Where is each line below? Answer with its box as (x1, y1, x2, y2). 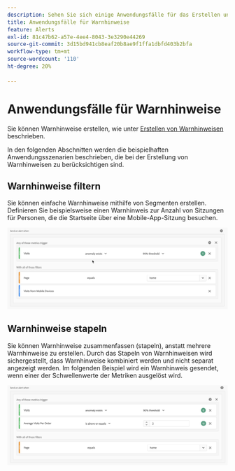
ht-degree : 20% (7, 63, 52, 70)
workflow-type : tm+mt (7, 48, 71, 55)
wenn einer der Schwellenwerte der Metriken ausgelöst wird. (7, 371, 183, 379)
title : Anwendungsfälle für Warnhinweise (7, 18, 130, 26)
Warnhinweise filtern (7, 180, 101, 192)
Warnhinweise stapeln (7, 323, 107, 335)
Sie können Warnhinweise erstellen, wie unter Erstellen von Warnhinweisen (7, 124, 224, 133)
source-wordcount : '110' (7, 56, 80, 63)
